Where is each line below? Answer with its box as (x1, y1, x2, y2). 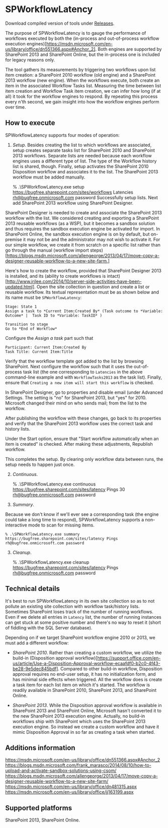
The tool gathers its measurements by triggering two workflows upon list (5, 67, 156, 73)
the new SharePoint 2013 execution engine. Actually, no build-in (12, 713, 145, 719)
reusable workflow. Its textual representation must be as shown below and (5, 289, 159, 295)
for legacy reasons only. (5, 56, 55, 63)
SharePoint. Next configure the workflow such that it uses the (5, 363, 133, 369)
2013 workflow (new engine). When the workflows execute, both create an (5, 77, 160, 83)
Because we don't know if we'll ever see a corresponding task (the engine (5, 511, 159, 517)
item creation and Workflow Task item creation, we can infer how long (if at (5, 88, 161, 94)
